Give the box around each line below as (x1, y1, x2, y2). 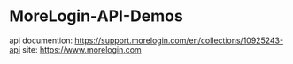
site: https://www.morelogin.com (21, 44, 142, 54)
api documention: (9, 35, 73, 46)
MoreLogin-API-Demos (9, 6, 183, 26)
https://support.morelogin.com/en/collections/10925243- (74, 35, 284, 46)
